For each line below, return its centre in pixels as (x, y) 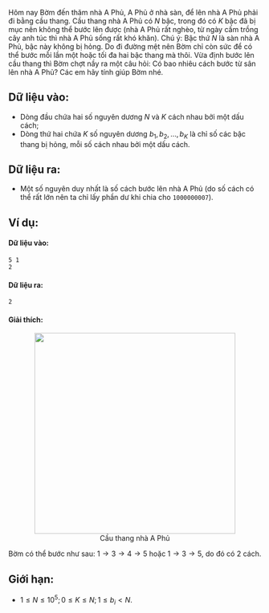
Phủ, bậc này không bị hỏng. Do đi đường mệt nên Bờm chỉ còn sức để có (130, 47)
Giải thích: (26, 319)
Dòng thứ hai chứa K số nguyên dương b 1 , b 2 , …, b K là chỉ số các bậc (133, 135)
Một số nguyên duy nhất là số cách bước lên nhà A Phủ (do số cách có (137, 189)
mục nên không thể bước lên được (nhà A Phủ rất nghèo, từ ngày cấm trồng (133, 29)
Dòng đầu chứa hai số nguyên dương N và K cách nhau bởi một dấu (132, 116)
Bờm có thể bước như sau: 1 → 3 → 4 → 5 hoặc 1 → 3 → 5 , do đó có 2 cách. (135, 554)
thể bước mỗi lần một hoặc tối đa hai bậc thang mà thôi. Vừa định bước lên (131, 55)
